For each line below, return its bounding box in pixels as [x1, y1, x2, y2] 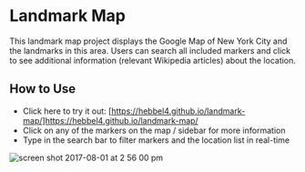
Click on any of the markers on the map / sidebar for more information [22, 125, 286, 136]
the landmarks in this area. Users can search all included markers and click [9, 45, 291, 56]
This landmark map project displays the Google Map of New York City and [9, 35, 288, 46]
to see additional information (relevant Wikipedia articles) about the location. [9, 55, 296, 66]
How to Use [9, 81, 76, 96]
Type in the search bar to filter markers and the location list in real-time [22, 134, 290, 146]
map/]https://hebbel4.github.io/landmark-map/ [22, 115, 198, 126]
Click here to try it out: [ [22, 106, 112, 116]
